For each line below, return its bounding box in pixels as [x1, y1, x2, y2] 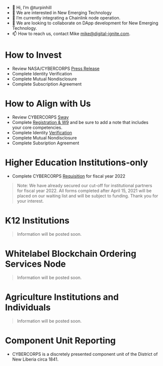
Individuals [5, 302, 51, 313]
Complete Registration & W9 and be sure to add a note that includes [12, 119, 148, 125]
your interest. [17, 198, 44, 204]
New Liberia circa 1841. [12, 356, 59, 362]
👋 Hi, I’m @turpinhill [12, 5, 52, 10]
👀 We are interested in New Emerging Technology [12, 10, 112, 16]
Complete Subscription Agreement [12, 81, 82, 87]
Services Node [5, 258, 66, 269]
